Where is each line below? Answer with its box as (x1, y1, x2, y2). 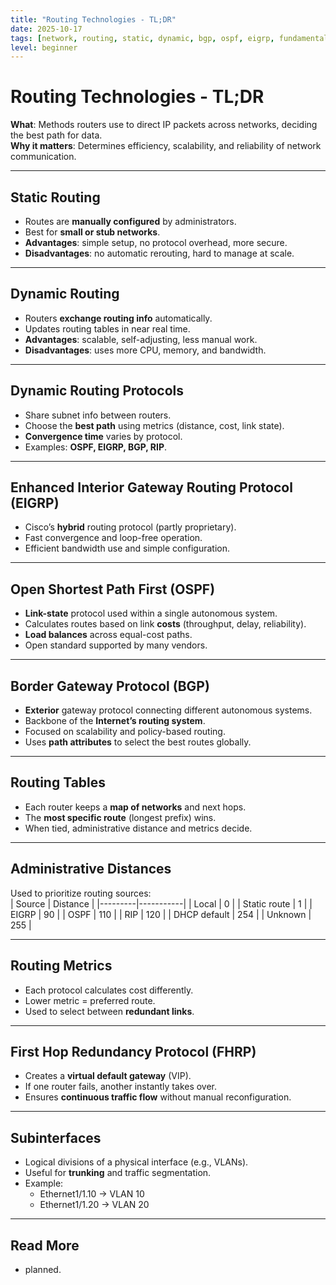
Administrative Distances (10, 861, 172, 878)
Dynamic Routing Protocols (10, 382, 185, 400)
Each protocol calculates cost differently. (24, 984, 194, 996)
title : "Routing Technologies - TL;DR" (10, 14, 177, 25)
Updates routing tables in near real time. (24, 322, 191, 335)
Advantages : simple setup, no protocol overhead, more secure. (24, 237, 288, 248)
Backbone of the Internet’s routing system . (24, 715, 206, 727)
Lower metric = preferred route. (24, 994, 156, 1006)
